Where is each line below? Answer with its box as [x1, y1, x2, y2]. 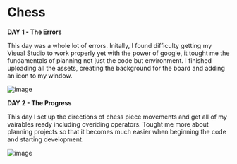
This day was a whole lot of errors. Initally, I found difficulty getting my [7, 41, 212, 49]
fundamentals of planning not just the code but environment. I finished [7, 56, 212, 64]
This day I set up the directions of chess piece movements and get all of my [7, 112, 228, 121]
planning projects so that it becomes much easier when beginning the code [7, 127, 227, 136]
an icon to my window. [7, 71, 73, 80]
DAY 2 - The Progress [7, 98, 72, 107]
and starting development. [7, 135, 84, 143]
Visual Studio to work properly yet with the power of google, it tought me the [7, 49, 230, 57]
